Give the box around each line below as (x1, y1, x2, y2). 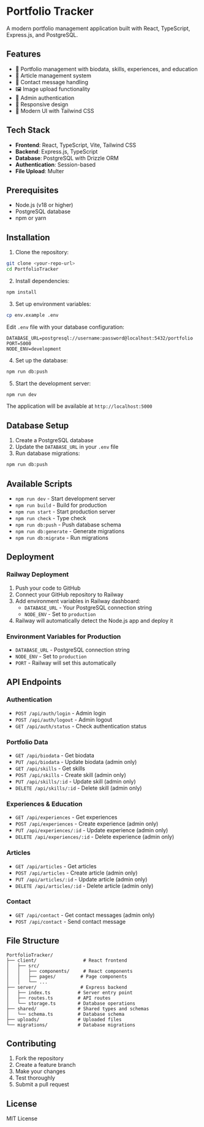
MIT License (6, 1115, 38, 1122)
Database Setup (6, 420, 69, 431)
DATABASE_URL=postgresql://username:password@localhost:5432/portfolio (6, 335, 193, 341)
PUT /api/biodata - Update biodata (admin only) (15, 758, 137, 765)
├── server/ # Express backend (6, 984, 127, 990)
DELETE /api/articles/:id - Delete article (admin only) (15, 882, 154, 889)
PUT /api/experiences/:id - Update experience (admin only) (15, 827, 168, 834)
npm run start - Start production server (15, 508, 116, 515)
